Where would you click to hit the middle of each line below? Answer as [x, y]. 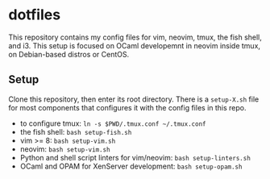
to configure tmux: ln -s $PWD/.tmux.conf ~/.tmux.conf [113, 123]
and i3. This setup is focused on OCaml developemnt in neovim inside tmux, [134, 45]
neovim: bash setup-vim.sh [65, 149]
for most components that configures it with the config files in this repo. [128, 107]
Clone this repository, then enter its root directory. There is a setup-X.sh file [134, 99]
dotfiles [35, 15]
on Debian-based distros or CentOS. [69, 54]
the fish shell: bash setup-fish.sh [76, 131]
